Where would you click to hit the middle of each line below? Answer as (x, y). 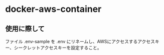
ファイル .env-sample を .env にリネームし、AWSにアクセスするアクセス (80, 41)
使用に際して (25, 28)
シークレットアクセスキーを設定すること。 (58, 48)
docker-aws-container (53, 9)
